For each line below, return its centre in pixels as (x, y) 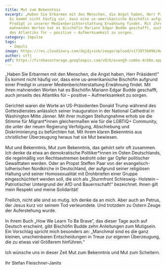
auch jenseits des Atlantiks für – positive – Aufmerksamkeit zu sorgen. (76, 95)
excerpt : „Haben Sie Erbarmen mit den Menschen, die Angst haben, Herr (80, 14)
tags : (11, 42)
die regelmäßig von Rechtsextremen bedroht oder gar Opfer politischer (77, 158)
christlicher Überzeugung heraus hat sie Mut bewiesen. (62, 137)
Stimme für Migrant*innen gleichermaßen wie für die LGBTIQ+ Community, (81, 121)
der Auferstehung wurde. (31, 211)
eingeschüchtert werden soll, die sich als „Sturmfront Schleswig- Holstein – (82, 179)
